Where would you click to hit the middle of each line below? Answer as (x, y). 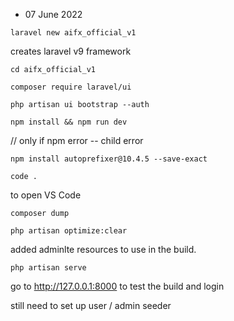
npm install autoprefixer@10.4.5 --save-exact (109, 159)
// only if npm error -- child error (77, 140)
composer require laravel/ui (71, 87)
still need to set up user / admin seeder (91, 305)
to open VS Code (46, 195)
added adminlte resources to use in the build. (103, 249)
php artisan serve (48, 268)
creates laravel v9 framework (71, 51)
